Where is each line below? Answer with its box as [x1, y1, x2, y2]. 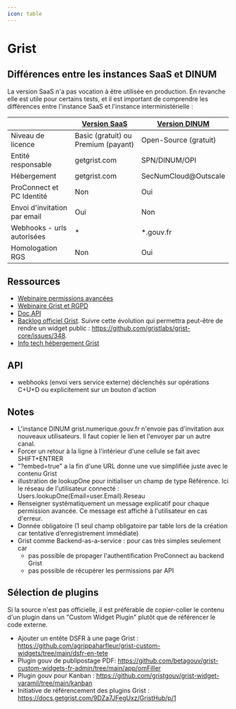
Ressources [7, 275, 61, 288]
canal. [17, 440, 36, 448]
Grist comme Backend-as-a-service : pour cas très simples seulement [17, 537, 221, 545]
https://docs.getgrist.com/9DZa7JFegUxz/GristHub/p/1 [17, 694, 177, 702]
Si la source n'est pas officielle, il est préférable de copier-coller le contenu [7, 605, 225, 613]
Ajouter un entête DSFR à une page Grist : [17, 634, 139, 642]
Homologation [11, 243, 58, 253]
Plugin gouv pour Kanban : [17, 671, 95, 679]
